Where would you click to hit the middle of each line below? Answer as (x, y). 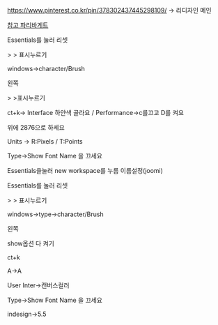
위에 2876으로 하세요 (36, 127)
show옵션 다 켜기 (31, 243)
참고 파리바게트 (28, 25)
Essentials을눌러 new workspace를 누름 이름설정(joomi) (85, 171)
